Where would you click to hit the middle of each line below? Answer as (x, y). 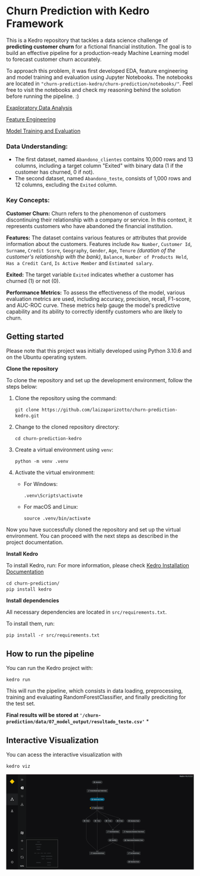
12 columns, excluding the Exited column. (66, 185)
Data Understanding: (37, 146)
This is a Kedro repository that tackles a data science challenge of (87, 40)
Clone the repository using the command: (66, 398)
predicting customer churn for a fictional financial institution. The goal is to (99, 47)
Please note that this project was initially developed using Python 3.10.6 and (99, 351)
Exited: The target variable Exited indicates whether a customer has (90, 274)
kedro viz (18, 766)
